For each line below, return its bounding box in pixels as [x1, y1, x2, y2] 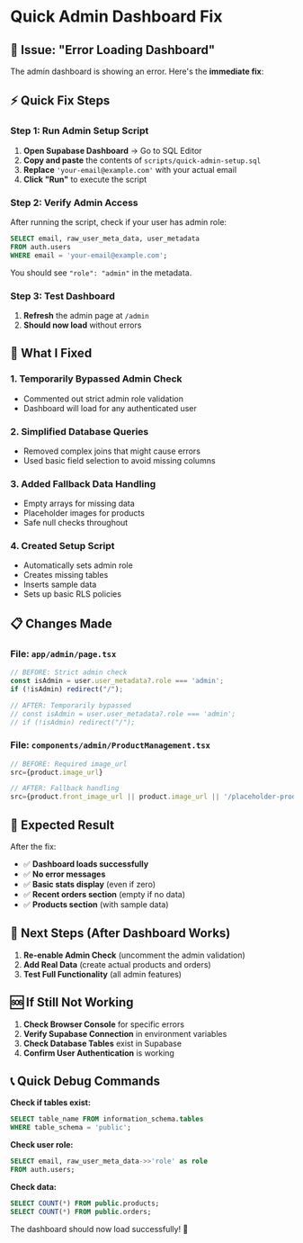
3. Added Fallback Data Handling [10, 477, 156, 490]
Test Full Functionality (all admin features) [22, 968, 183, 979]
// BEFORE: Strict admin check [10, 668, 128, 677]
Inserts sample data [22, 579, 97, 590]
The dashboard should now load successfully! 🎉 [10, 1223, 189, 1234]
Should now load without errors [22, 320, 142, 330]
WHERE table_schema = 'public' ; [10, 1123, 131, 1132]
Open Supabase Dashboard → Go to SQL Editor [22, 145, 202, 156]
